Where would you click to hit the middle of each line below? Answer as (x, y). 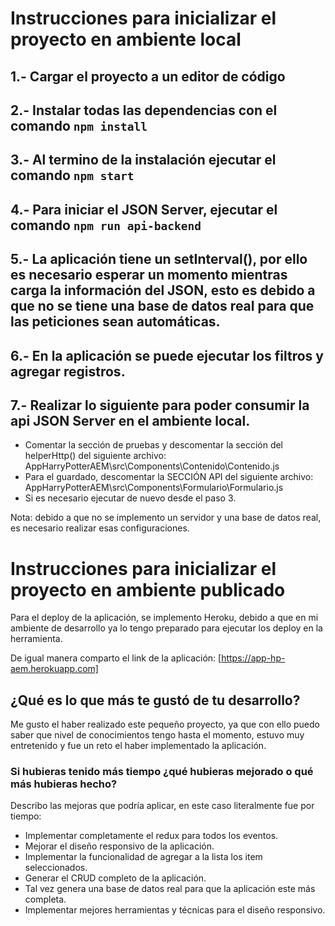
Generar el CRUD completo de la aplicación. (115, 878)
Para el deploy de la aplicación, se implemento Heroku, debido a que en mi (164, 618)
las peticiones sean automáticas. (115, 322)
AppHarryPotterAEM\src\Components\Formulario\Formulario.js (154, 488)
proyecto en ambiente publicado (148, 589)
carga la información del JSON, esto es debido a (163, 290)
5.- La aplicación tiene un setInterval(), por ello (159, 259)
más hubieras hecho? (64, 784)
